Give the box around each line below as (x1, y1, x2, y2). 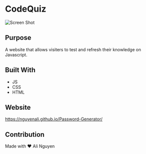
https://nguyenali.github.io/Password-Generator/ (5, 116, 103, 122)
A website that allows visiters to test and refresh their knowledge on (5, 46, 141, 52)
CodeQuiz (5, 3, 47, 15)
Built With (5, 66, 36, 74)
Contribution (5, 130, 45, 138)
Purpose (5, 34, 32, 42)
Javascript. (5, 52, 28, 58)
